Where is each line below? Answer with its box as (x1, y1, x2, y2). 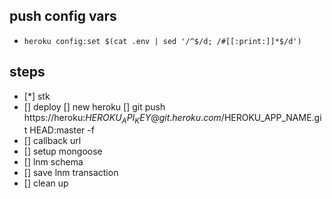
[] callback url (23, 135, 82, 147)
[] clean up (23, 177, 69, 189)
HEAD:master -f (29, 124, 95, 136)
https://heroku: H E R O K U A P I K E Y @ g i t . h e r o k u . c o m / (23, 111, 225, 126)
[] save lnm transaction (23, 167, 119, 179)
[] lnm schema (23, 156, 84, 168)
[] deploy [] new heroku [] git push (23, 100, 166, 113)
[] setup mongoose (23, 145, 103, 158)
